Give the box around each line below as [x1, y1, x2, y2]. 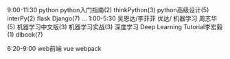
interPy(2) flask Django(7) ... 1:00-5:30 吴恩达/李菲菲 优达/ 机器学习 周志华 [7, 14, 218, 22]
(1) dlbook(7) [7, 31, 43, 39]
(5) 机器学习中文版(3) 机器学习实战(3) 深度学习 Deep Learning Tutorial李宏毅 [7, 23, 223, 31]
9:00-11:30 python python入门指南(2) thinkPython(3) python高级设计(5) [7, 6, 209, 14]
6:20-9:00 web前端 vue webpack [7, 45, 102, 52]
